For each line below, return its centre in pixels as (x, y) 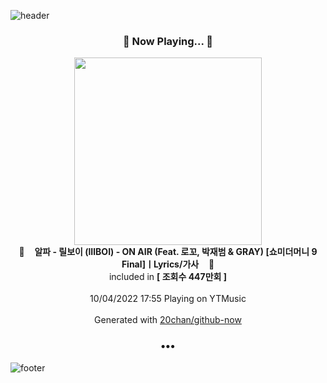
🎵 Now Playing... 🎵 (168, 41)
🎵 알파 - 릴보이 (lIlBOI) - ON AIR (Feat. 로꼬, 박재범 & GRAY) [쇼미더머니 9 (168, 252)
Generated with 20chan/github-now (168, 320)
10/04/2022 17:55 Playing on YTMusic (168, 299)
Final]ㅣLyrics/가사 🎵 (168, 264)
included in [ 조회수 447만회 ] (168, 277)
